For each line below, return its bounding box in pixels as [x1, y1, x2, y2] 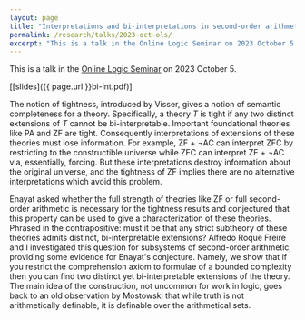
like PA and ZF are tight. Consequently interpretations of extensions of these [9, 128, 295, 139]
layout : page [9, 13, 59, 23]
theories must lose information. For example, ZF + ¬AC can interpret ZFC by [9, 137, 293, 148]
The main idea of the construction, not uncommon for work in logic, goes [9, 281, 283, 292]
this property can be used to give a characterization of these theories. [9, 213, 271, 224]
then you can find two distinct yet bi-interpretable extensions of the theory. [9, 271, 290, 282]
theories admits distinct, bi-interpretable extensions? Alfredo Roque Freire [9, 233, 286, 244]
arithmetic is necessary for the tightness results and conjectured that [31, 204, 290, 215]
